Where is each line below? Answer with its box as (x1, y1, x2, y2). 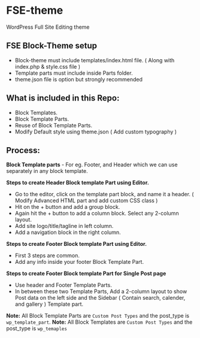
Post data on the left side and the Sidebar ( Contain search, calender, (14, 294, 186, 302)
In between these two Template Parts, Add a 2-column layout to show (14, 288, 187, 295)
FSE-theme (6, 4, 63, 17)
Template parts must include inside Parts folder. (14, 69, 133, 77)
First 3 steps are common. (14, 252, 80, 259)
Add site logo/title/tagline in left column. (14, 223, 114, 230)
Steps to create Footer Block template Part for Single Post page (6, 270, 166, 277)
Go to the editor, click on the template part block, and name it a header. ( (14, 191, 194, 198)
